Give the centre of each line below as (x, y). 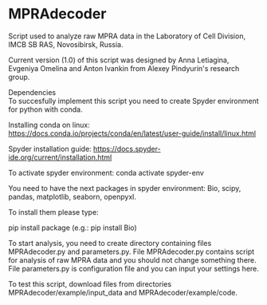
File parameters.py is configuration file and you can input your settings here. (133, 268)
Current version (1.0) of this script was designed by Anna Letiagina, (119, 60)
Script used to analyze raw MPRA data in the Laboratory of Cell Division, (127, 36)
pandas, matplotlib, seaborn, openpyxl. (73, 196)
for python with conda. (45, 109)
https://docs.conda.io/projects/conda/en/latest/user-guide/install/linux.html (132, 133)
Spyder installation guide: (50, 149)
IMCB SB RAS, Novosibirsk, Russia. (66, 44)
